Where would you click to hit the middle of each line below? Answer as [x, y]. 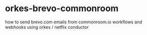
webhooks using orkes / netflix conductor [47, 27]
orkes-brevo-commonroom [62, 9]
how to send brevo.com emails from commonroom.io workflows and [74, 22]
